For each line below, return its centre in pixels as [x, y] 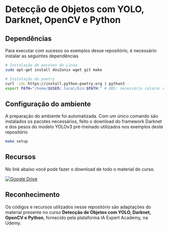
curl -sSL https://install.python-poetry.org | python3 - [67, 84]
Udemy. [13, 223]
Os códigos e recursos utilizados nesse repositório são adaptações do [78, 207]
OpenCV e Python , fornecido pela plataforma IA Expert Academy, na [77, 217]
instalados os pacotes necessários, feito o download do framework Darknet [83, 121]
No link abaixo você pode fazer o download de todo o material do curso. [80, 169]
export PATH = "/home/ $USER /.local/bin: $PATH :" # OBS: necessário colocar [83, 88]
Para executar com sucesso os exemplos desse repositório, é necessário [81, 51]
